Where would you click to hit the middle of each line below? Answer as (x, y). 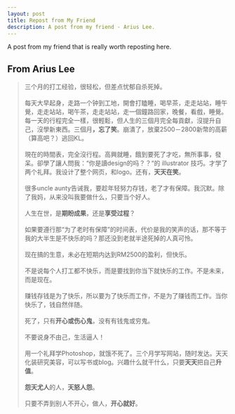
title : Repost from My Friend (52, 20)
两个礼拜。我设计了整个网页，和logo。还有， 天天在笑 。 (105, 172)
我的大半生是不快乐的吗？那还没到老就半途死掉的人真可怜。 (110, 238)
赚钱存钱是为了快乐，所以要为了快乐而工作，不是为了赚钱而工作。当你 (126, 296)
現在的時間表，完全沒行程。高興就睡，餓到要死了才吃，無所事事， (120, 155)
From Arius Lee (41, 69)
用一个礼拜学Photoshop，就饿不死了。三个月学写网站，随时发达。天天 (126, 354)
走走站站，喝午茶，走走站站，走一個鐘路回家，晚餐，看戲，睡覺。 (132, 112)
